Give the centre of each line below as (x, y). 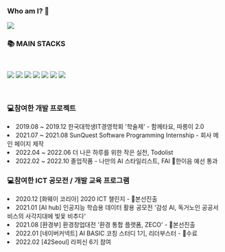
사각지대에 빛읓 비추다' (56, 216)
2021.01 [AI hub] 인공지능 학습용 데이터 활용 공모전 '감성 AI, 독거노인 (108, 208)
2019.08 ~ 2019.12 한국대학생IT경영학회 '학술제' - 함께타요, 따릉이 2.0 (110, 126)
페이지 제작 (29, 143)
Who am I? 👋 (28, 11)
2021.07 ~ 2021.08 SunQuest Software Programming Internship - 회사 (114, 135)
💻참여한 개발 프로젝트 (42, 108)
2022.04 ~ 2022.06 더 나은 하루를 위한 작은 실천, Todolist (95, 152)
